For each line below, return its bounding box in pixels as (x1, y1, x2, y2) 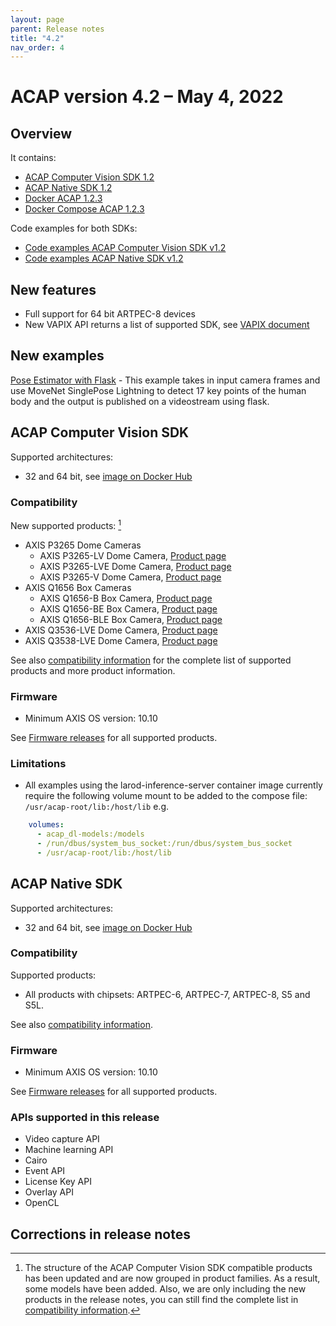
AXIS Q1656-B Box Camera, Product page (39, 592, 213, 604)
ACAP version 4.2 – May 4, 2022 (10, 86, 284, 108)
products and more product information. (10, 664, 176, 676)
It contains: (10, 152, 57, 164)
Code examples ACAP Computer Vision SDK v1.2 (24, 242, 227, 254)
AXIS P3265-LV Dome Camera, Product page (39, 549, 227, 561)
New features (10, 281, 97, 298)
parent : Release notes (10, 24, 105, 34)
